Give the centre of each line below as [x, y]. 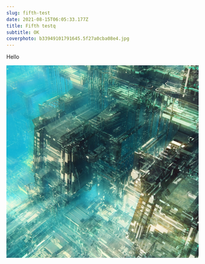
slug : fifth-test [28, 13]
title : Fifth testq [31, 26]
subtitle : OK [23, 32]
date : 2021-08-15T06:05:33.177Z [47, 19]
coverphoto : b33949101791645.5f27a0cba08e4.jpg [68, 39]
